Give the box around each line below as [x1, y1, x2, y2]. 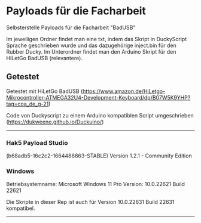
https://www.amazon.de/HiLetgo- [83, 88, 166, 95]
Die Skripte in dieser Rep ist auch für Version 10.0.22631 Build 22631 [6, 199, 175, 206]
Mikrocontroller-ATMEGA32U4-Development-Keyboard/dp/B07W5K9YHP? [6, 94, 191, 101]
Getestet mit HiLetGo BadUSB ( [6, 88, 83, 95]
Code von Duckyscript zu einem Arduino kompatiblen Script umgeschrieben [6, 112, 194, 119]
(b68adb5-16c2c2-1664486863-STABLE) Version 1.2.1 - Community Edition [6, 152, 193, 159]
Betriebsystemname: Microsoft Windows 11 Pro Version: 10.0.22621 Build [6, 181, 185, 188]
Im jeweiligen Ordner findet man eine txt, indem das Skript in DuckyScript [6, 35, 187, 42]
